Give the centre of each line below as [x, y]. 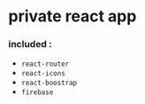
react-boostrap [49, 83]
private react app [72, 16]
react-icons [43, 74]
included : [30, 44]
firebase [37, 92]
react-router [45, 64]
